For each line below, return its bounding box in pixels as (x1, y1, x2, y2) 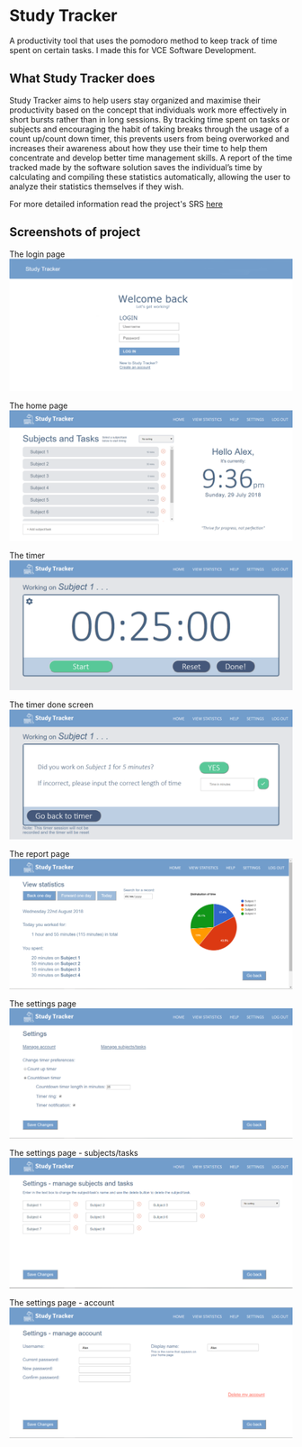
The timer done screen (9, 699, 94, 710)
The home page (9, 400, 68, 411)
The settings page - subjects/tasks (9, 1147, 138, 1158)
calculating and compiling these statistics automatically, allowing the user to (9, 171, 290, 182)
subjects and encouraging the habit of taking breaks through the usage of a (9, 123, 289, 134)
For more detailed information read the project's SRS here (9, 198, 223, 209)
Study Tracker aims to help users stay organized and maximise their (9, 95, 261, 105)
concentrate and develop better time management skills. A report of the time (9, 152, 293, 163)
